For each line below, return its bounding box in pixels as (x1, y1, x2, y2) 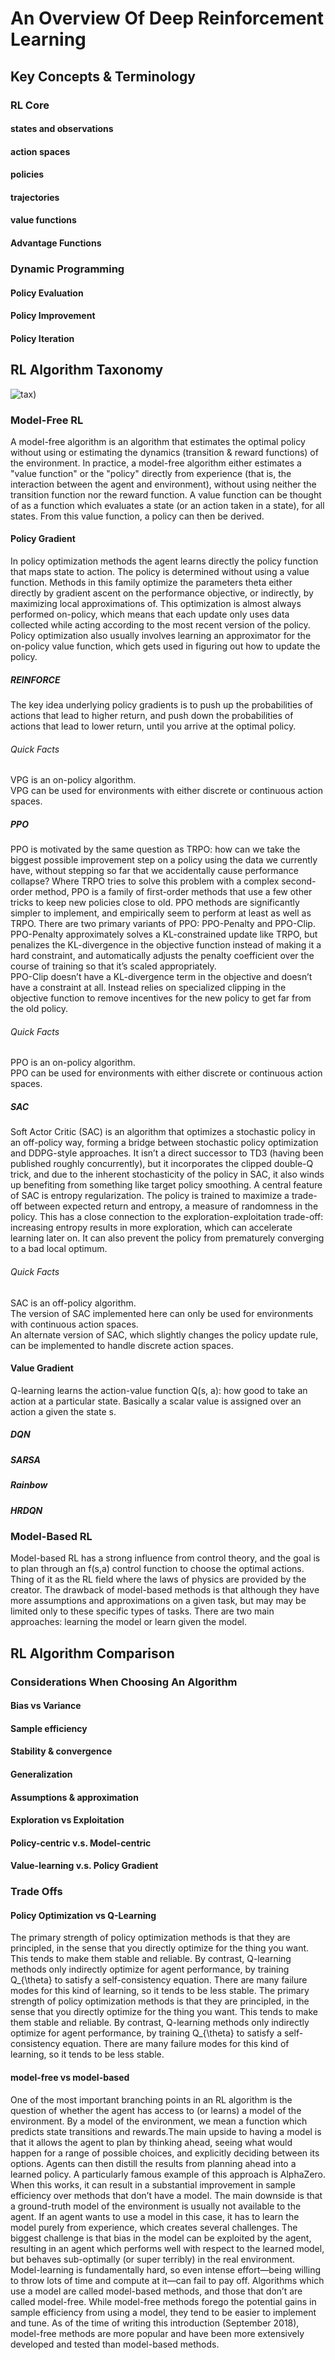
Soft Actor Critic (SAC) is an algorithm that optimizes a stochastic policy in (10, 1126, 316, 1138)
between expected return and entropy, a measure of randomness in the (24, 1200, 319, 1212)
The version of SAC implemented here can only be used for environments (10, 1307, 314, 1319)
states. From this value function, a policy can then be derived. (10, 510, 265, 522)
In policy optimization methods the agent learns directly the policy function (10, 555, 319, 567)
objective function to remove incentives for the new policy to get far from (10, 992, 312, 1004)
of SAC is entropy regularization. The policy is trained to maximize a (10, 1190, 290, 1202)
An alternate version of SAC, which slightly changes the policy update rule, (10, 1328, 319, 1341)
